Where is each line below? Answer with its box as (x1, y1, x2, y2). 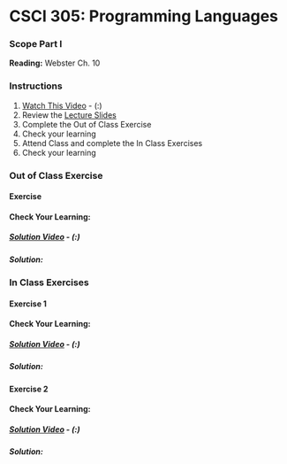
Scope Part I (9, 38, 63, 50)
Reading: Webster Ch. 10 (9, 58, 101, 68)
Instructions (9, 80, 64, 92)
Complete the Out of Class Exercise (21, 119, 152, 129)
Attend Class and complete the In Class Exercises (21, 137, 203, 148)
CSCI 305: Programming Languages (9, 6, 279, 27)
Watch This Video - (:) (21, 100, 103, 111)
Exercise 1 (9, 298, 47, 309)
